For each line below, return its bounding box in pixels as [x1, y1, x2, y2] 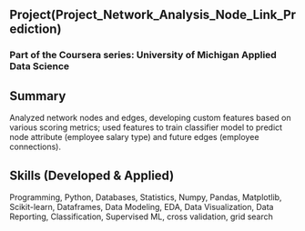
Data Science [9, 60, 70, 73]
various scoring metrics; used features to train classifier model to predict [9, 122, 283, 133]
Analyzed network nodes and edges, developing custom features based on [9, 113, 291, 124]
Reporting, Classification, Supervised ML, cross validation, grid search [9, 211, 273, 222]
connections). [9, 141, 62, 153]
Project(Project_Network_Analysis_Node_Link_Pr [9, 7, 297, 23]
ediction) [9, 22, 62, 37]
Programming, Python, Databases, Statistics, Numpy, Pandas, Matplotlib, [9, 191, 282, 203]
